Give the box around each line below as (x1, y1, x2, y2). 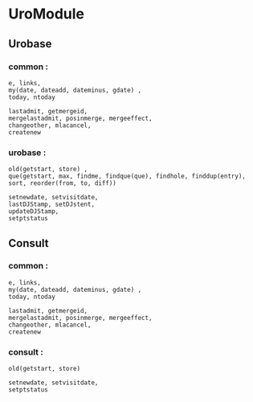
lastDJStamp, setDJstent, (8, 200, 95, 209)
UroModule (8, 5, 84, 23)
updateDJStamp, (8, 207, 59, 215)
